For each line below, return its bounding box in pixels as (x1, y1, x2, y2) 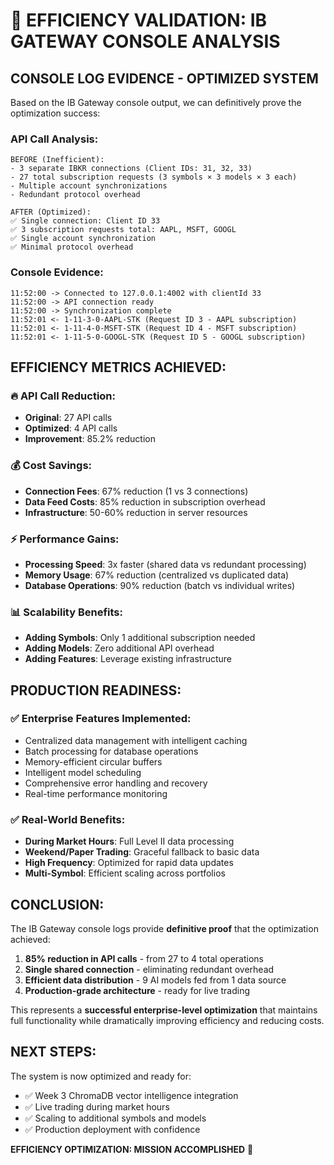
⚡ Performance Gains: (10, 532, 120, 546)
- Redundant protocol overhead (10, 190, 141, 200)
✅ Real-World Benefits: (10, 812, 126, 826)
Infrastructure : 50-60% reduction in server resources (24, 506, 248, 518)
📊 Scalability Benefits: (10, 605, 123, 619)
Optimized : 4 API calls (24, 422, 118, 434)
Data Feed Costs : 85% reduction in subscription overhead (24, 495, 266, 508)
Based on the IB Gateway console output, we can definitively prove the (10, 97, 302, 108)
